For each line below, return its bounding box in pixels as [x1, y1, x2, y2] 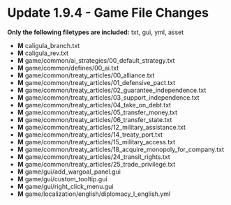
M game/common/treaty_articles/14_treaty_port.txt [17, 130, 163, 139]
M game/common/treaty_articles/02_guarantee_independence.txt [17, 86, 207, 94]
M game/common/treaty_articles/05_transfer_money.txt [17, 108, 178, 116]
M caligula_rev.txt [17, 49, 68, 57]
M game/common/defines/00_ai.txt [17, 63, 119, 72]
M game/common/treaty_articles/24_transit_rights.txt [17, 152, 170, 161]
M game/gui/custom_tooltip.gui [17, 174, 107, 183]
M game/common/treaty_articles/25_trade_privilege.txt [17, 160, 176, 168]
